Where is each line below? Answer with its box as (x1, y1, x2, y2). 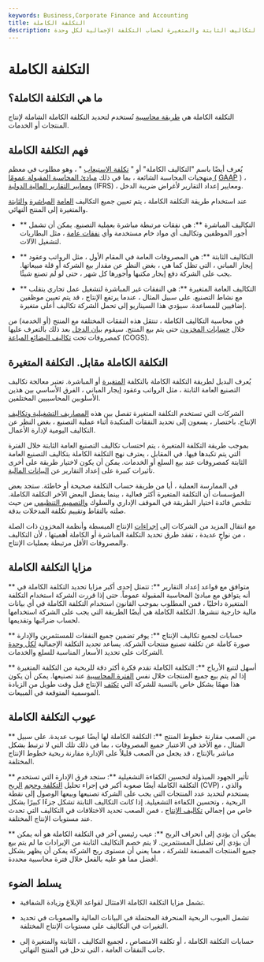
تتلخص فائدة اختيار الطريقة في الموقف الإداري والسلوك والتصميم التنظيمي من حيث (8, 498, 252, 507)
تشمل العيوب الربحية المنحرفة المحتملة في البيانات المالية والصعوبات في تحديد (19, 913, 250, 923)
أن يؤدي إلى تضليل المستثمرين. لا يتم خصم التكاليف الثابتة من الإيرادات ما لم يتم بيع (8, 837, 251, 847)
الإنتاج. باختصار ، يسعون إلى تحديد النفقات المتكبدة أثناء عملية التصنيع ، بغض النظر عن (8, 417, 257, 426)
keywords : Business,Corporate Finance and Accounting (8, 11, 189, 20)
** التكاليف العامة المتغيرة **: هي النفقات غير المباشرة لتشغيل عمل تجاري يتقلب (19, 284, 257, 294)
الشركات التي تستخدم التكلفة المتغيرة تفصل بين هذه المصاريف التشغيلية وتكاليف (8, 409, 244, 418)
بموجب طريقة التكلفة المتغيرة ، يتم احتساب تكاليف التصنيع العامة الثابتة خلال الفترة (8, 440, 250, 450)
